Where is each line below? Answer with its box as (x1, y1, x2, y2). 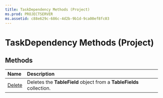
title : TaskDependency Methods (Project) (5, 7, 90, 12)
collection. (27, 85, 51, 92)
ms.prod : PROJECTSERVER (5, 12, 53, 16)
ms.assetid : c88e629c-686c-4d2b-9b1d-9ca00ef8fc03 (5, 16, 110, 21)
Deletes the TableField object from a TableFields (27, 79, 139, 85)
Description (27, 71, 55, 78)
